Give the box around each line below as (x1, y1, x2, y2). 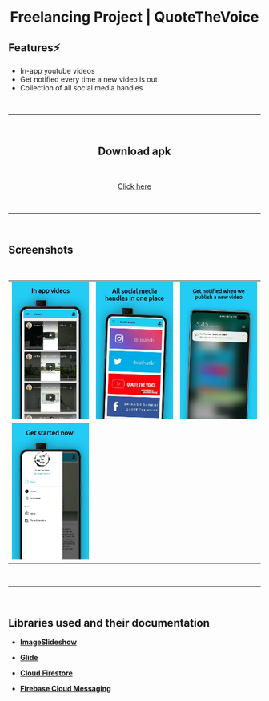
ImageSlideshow (19, 637, 78, 647)
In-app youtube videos (19, 66, 95, 75)
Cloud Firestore (19, 668, 74, 678)
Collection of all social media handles (19, 83, 143, 92)
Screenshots (8, 243, 74, 257)
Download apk (98, 145, 171, 158)
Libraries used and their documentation (8, 616, 211, 630)
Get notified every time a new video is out (19, 74, 158, 84)
